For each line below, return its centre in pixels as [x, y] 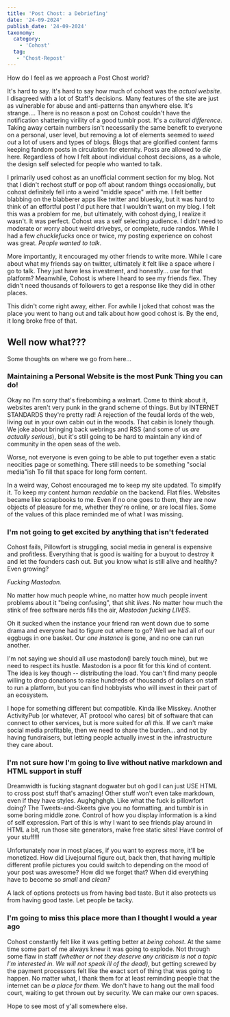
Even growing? [28, 569]
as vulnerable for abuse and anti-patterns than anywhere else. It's [100, 105]
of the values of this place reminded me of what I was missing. [95, 514]
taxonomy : [21, 33]
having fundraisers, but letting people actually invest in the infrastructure [110, 738]
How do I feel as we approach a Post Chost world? [78, 78]
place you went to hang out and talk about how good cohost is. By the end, [113, 313]
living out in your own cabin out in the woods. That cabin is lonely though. [111, 422]
